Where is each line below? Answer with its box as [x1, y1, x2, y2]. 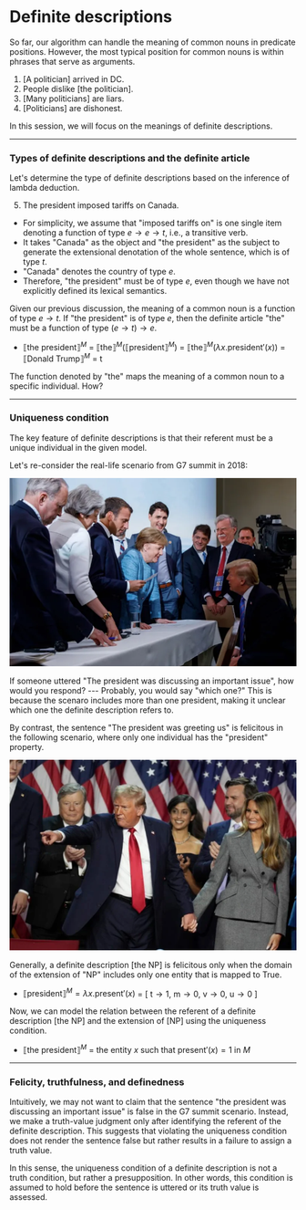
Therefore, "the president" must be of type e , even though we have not [22, 276, 290, 287]
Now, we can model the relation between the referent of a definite [9, 1006, 257, 1017]
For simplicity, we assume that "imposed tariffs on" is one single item [22, 217, 282, 229]
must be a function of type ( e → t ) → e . [9, 322, 158, 334]
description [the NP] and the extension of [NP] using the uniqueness [9, 1016, 267, 1027]
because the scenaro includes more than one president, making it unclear [9, 695, 286, 706]
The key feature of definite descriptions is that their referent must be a [9, 432, 273, 443]
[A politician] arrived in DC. [22, 73, 125, 84]
